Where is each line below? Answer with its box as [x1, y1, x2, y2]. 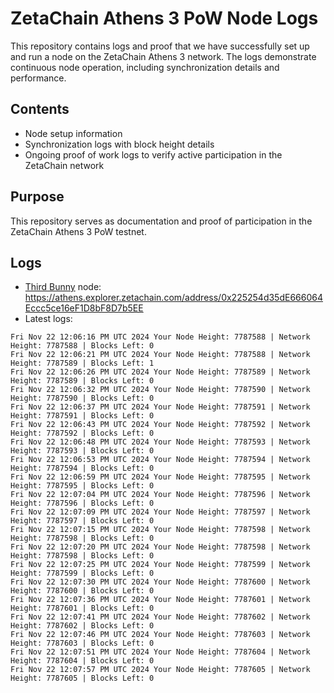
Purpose [10, 188, 65, 206]
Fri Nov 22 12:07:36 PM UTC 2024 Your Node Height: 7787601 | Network [10, 595, 311, 605]
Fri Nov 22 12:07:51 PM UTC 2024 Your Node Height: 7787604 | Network [10, 647, 311, 657]
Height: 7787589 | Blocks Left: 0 [10, 376, 155, 386]
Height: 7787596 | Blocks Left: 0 [10, 498, 155, 509]
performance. [10, 72, 67, 84]
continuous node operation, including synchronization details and [10, 61, 280, 73]
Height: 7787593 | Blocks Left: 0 [10, 446, 155, 456]
